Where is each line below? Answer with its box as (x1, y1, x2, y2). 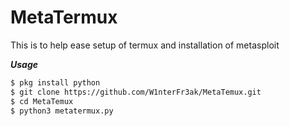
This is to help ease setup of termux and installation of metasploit (10, 39, 280, 51)
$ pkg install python (10, 77, 101, 88)
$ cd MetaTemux (10, 96, 74, 106)
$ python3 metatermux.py (10, 106, 114, 116)
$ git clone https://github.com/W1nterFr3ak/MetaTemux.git (10, 87, 262, 97)
